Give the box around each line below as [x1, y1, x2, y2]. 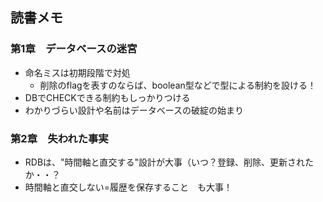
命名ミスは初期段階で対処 [24, 66, 131, 78]
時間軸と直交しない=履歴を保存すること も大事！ [24, 181, 233, 193]
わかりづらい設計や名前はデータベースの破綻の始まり [24, 104, 245, 116]
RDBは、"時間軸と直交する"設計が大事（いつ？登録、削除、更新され [24, 156, 306, 168]
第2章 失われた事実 [10, 131, 109, 145]
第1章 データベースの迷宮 [10, 42, 138, 56]
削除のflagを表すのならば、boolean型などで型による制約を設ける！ [39, 79, 317, 91]
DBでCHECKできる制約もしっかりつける [24, 91, 191, 103]
